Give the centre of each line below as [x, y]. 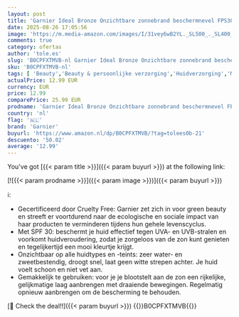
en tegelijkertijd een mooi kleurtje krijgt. [75, 247]
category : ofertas [34, 47]
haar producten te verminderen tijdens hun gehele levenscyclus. [112, 224]
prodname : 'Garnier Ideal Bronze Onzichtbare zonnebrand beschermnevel [116, 107]
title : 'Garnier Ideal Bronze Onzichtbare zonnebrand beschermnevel [111, 21]
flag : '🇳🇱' [25, 120]
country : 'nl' [28, 113]
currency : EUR [28, 87]
